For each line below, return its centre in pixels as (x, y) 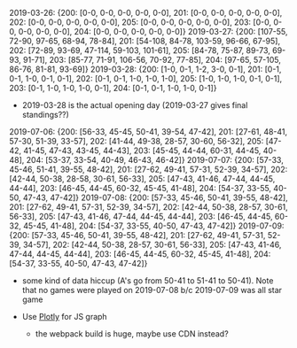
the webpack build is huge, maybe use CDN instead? (132, 334)
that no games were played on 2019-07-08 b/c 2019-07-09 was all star (152, 290)
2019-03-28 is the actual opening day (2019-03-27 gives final (135, 105)
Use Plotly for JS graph (65, 317)
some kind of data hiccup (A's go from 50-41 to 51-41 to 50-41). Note (148, 281)
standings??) (45, 115)
